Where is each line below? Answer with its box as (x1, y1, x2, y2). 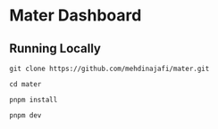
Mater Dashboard (9, 5, 142, 26)
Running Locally (9, 41, 101, 56)
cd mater (9, 80, 42, 89)
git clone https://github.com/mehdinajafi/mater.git (9, 64, 210, 73)
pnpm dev (9, 111, 42, 120)
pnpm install (9, 95, 58, 104)
